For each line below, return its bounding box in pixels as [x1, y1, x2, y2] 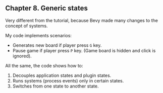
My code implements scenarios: [5, 32, 72, 38]
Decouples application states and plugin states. [12, 72, 112, 78]
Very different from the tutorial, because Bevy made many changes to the [5, 17, 158, 23]
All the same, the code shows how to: [5, 62, 83, 68]
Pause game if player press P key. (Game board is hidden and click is [12, 47, 156, 53]
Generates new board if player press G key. [12, 42, 102, 48]
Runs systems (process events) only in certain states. [12, 77, 124, 83]
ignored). [12, 53, 32, 59]
